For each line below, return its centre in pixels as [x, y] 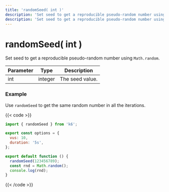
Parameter [21, 71]
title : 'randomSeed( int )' [35, 10]
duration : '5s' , [27, 143]
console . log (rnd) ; [29, 170]
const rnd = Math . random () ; [39, 166]
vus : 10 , [19, 138]
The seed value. [79, 79]
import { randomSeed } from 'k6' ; [41, 124]
